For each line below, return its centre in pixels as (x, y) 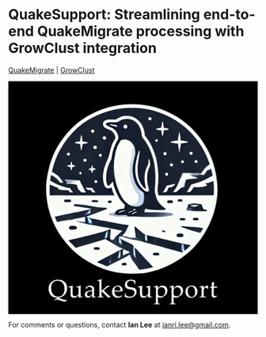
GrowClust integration (82, 48)
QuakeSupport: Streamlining (104, 15)
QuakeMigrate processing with (141, 31)
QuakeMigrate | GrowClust (51, 70)
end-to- (229, 15)
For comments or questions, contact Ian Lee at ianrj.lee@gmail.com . (120, 324)
